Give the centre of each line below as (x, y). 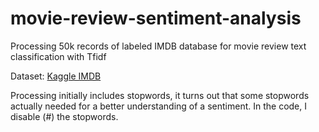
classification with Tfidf (58, 56)
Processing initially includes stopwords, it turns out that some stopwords (160, 95)
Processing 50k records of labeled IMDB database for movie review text (158, 46)
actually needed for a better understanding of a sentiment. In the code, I (158, 106)
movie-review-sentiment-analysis (156, 18)
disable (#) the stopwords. (64, 116)
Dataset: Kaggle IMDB (56, 76)
